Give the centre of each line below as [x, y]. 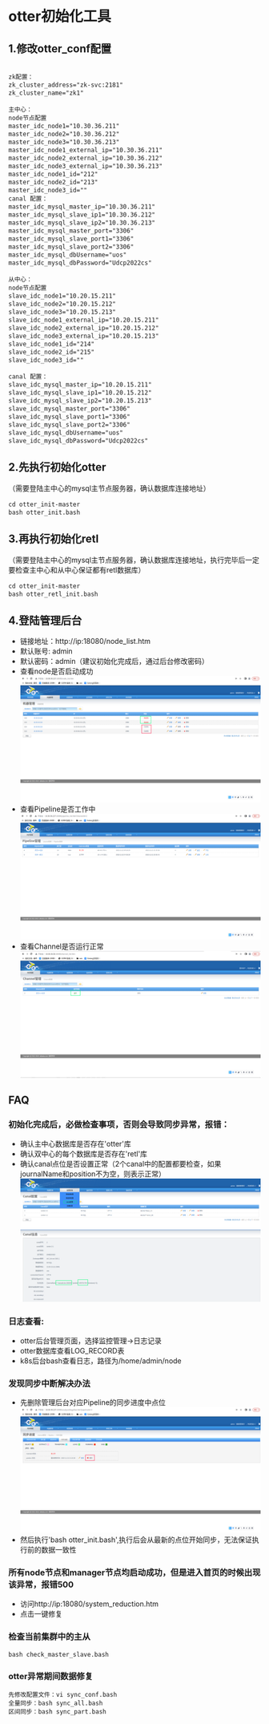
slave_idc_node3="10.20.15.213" [62, 312]
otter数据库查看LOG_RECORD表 [72, 1350]
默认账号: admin [46, 651]
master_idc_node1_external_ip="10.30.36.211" [85, 150]
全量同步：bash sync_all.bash [56, 1704]
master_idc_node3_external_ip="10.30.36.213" [85, 166]
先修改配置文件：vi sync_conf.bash [63, 1695]
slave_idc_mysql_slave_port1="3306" [69, 417]
